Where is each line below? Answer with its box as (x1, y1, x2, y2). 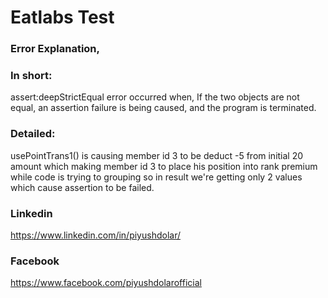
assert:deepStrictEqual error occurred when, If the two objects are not (10, 91, 300, 103)
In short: (10, 69, 53, 83)
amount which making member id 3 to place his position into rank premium (10, 160, 318, 172)
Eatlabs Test (10, 6, 115, 29)
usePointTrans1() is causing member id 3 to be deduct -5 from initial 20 (10, 149, 304, 161)
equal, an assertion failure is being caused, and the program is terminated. (10, 102, 317, 114)
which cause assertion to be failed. (10, 181, 155, 193)
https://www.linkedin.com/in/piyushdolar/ (10, 229, 181, 241)
